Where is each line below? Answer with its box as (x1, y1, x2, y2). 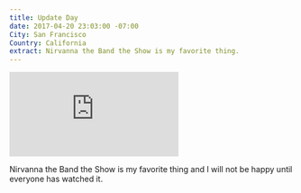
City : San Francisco (9, 30, 87, 39)
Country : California (9, 38, 87, 48)
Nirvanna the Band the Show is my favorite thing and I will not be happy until (9, 164, 293, 175)
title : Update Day (9, 13, 78, 23)
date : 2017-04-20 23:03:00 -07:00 (9, 22, 140, 31)
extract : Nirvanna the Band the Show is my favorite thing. (9, 47, 241, 56)
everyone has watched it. (9, 173, 104, 185)
